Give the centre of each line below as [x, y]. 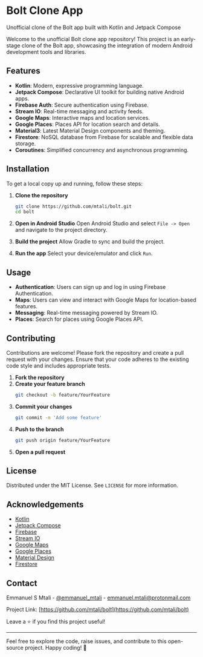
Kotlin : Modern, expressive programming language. [79, 85]
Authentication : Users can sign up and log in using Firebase [90, 287]
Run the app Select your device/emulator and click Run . [84, 253]
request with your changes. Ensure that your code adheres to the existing [98, 359]
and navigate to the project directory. [61, 230]
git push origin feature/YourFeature [63, 440]
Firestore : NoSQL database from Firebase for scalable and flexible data [104, 137]
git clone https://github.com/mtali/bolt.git [73, 206]
